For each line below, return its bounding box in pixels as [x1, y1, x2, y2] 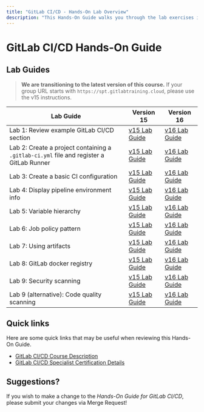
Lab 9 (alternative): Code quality [9, 290, 102, 299]
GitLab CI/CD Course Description [15, 353, 98, 360]
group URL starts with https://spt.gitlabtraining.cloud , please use [21, 87, 195, 95]
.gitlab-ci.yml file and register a [9, 151, 104, 159]
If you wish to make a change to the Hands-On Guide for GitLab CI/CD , [6, 393, 184, 400]
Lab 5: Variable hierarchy [9, 207, 81, 215]
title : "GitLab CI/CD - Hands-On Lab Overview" [6, 8, 129, 15]
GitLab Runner [9, 158, 50, 167]
